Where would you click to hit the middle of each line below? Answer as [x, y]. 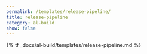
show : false [21, 28]
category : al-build [30, 23]
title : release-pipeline [37, 17]
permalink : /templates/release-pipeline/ [59, 12]
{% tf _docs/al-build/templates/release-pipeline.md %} [74, 45]
